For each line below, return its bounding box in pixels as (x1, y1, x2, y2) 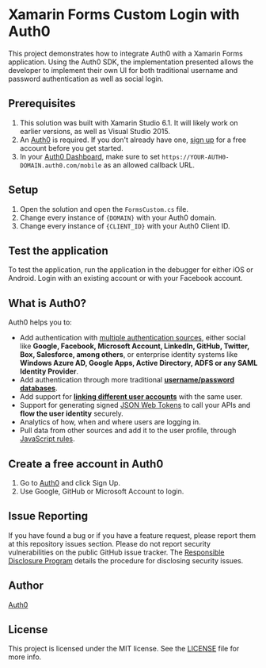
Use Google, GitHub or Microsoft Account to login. (19, 486, 184, 496)
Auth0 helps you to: (8, 317, 73, 327)
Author (8, 579, 44, 593)
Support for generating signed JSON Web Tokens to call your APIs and (19, 401, 251, 410)
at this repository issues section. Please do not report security (8, 539, 211, 548)
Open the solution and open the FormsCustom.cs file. (19, 204, 188, 213)
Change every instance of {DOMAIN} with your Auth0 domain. (19, 213, 217, 222)
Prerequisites (8, 97, 76, 110)
